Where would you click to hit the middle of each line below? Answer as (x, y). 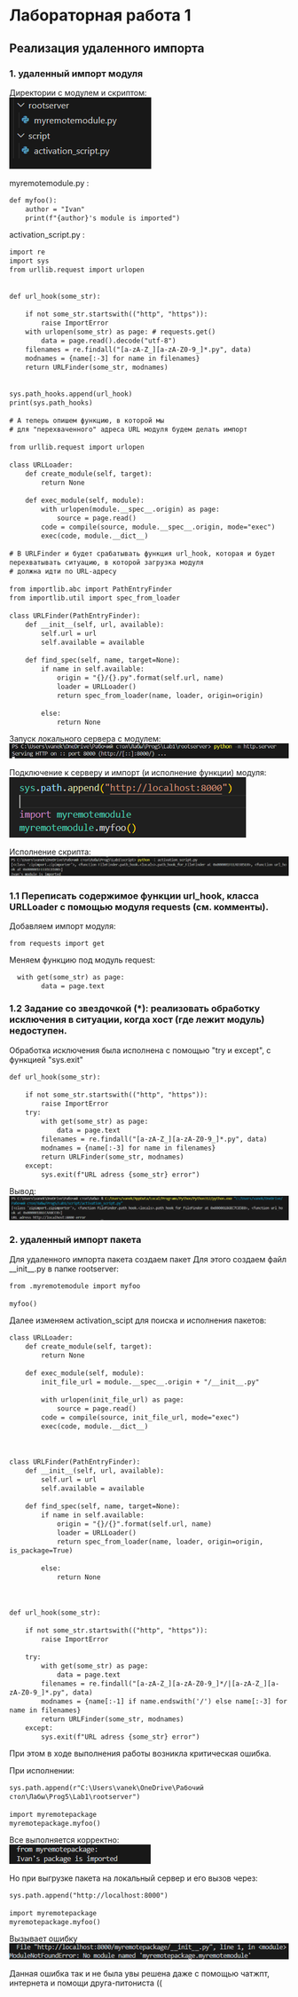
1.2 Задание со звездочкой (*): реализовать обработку (135, 1009)
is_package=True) (41, 1550)
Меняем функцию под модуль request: (82, 960)
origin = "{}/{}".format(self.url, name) (134, 1524)
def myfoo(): (33, 200)
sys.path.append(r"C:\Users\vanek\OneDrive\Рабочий (106, 1788)
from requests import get (57, 944)
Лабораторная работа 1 (100, 16)
